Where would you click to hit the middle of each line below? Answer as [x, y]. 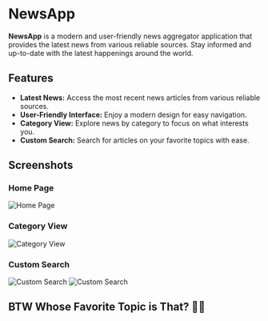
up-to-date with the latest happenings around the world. [101, 53]
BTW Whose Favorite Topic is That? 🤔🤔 [107, 307]
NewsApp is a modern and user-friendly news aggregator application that [130, 36]
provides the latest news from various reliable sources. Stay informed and [130, 44]
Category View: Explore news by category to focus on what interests [134, 123]
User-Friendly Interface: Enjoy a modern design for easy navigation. [133, 114]
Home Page [31, 188]
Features [31, 78]
